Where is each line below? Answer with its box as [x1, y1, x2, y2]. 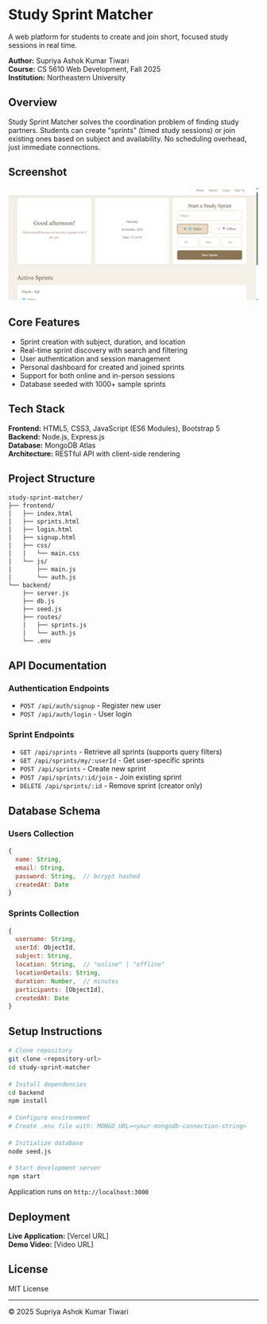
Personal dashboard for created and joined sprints [19, 362, 185, 372]
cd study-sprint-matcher [8, 1063, 91, 1072]
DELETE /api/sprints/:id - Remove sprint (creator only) [19, 781, 203, 791]
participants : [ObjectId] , [15, 986, 105, 994]
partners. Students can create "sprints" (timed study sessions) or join [8, 125, 236, 135]
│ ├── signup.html [8, 533, 77, 542]
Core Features [8, 316, 80, 330]
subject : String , [15, 952, 73, 960]
